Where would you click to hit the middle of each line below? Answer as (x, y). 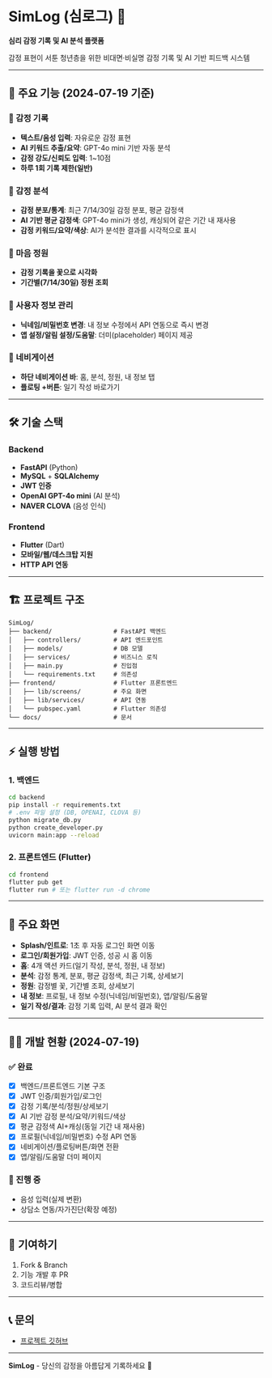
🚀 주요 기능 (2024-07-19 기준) (82, 93)
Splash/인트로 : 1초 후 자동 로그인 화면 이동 (87, 946)
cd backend (27, 798)
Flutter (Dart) (42, 545)
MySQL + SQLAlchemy (59, 476)
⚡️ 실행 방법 (34, 752)
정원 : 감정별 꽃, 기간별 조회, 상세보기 (77, 986)
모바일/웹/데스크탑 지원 (56, 554)
